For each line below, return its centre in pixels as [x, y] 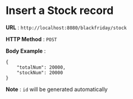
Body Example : [26, 51]
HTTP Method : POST [31, 39]
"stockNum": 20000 [40, 73]
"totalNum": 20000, [41, 67]
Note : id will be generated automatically [57, 89]
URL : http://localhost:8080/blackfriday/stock [66, 27]
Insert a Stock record [60, 11]
